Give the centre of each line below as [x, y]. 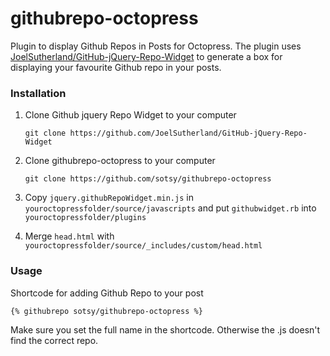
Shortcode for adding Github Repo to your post [107, 293]
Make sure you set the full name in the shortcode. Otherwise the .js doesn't [165, 329]
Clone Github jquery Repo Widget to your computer [130, 115]
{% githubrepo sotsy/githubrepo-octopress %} [106, 311]
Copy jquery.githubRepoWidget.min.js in [109, 198]
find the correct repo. [54, 340]
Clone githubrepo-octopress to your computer [120, 161]
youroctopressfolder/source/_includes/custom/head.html [143, 246]
